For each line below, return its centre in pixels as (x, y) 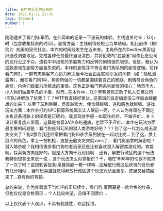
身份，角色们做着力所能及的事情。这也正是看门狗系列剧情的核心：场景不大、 (81, 86)
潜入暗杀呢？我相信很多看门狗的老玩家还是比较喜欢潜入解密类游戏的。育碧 (79, 146)
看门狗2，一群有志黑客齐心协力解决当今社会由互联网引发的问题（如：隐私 (79, 74)
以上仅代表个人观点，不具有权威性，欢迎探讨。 (52, 204)
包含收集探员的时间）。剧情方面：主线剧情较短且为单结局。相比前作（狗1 (85, 44)
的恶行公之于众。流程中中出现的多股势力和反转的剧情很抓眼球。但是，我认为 (81, 62)
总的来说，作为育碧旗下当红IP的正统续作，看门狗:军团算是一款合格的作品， (80, 187)
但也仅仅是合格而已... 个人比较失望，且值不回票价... (56, 193)
